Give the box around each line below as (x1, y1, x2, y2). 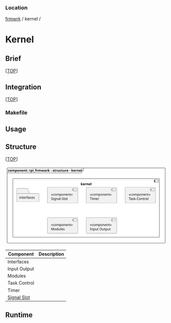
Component (8, 251, 34, 257)
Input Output (7, 265, 34, 272)
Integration (5, 83, 42, 91)
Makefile (5, 109, 28, 117)
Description (38, 251, 65, 257)
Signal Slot (7, 294, 30, 300)
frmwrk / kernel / (5, 16, 41, 22)
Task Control (7, 280, 35, 286)
